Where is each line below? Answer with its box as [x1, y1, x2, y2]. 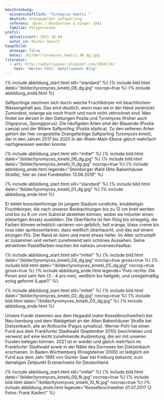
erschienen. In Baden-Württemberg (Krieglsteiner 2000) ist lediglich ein [5, 349, 150, 355]
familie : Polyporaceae [9, 25, 56, 30]
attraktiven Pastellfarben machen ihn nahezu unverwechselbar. [5, 243, 132, 248]
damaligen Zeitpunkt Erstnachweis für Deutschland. [5, 359, 110, 365]
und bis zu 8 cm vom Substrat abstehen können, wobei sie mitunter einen [5, 212, 153, 217]
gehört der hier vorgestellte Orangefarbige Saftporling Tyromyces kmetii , [5, 131, 152, 137]
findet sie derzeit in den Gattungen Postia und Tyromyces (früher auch [5, 116, 148, 121]
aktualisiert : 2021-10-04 [9, 35, 63, 40]
